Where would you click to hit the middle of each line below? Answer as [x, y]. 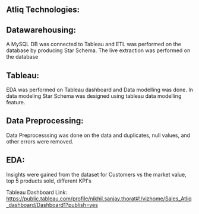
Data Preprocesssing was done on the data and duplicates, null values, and [98, 135]
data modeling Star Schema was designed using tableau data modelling [94, 96]
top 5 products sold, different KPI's [49, 181]
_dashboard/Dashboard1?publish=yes [52, 205]
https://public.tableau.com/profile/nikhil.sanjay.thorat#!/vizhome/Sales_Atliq [99, 199]
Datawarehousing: [41, 30]
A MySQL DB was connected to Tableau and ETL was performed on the [94, 44]
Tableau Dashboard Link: [37, 192]
